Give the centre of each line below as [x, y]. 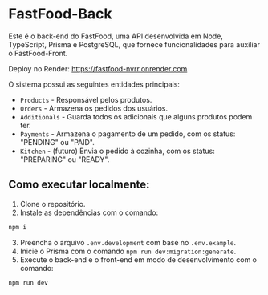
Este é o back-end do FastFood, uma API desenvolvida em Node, [116, 36]
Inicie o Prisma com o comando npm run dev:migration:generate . [128, 251]
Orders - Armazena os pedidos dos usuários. [94, 108]
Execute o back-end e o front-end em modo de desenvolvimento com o [138, 259]
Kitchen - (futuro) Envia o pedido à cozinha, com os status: [117, 151]
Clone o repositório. [53, 204]
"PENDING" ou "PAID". [57, 142]
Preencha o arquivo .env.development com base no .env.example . [128, 242]
